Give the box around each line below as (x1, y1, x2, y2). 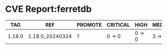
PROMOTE (77, 21, 102, 28)
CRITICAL (106, 21, 130, 28)
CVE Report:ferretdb (5, 3, 92, 15)
